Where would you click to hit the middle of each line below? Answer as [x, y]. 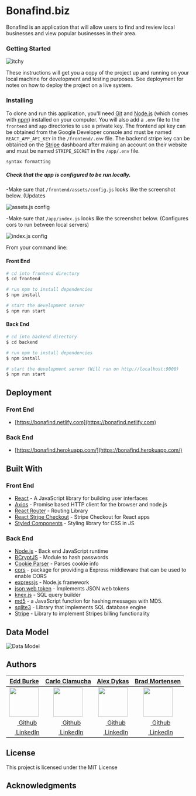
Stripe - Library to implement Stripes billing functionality [82, 614]
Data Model [27, 632]
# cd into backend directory [42, 337]
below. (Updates [26, 196]
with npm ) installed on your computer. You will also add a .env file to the [93, 119]
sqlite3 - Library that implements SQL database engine [80, 607]
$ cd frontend [23, 279]
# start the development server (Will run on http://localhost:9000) [93, 369]
